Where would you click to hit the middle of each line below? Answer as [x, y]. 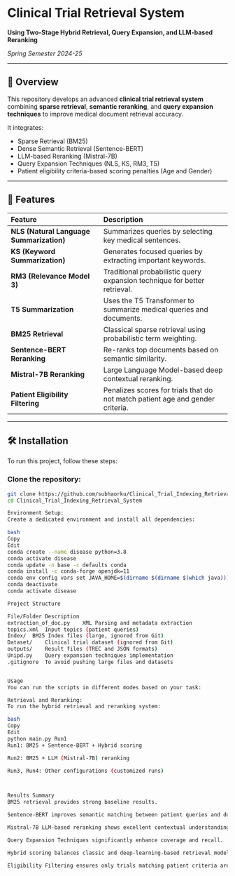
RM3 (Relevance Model [50, 276]
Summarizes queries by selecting [158, 231]
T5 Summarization [42, 309]
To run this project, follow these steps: [62, 461]
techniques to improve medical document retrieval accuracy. [95, 114]
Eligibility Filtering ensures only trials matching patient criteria [112, 865]
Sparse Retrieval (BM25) [53, 141]
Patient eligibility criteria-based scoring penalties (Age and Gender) [115, 171]
